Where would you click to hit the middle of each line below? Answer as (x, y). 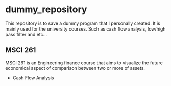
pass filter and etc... (26, 34)
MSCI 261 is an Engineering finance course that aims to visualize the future (84, 63)
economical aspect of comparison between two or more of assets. (75, 68)
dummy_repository (46, 9)
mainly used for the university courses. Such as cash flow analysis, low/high (86, 28)
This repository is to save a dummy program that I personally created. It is (83, 23)
